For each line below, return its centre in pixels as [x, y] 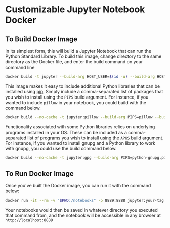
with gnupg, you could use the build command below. [61, 148]
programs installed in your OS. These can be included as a [66, 132]
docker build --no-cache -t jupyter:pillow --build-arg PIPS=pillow [79, 117]
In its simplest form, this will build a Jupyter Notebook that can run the [78, 51]
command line [20, 67]
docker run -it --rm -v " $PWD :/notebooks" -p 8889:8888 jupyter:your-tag [85, 201]
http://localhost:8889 [29, 220]
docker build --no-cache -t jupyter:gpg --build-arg [62, 158]
